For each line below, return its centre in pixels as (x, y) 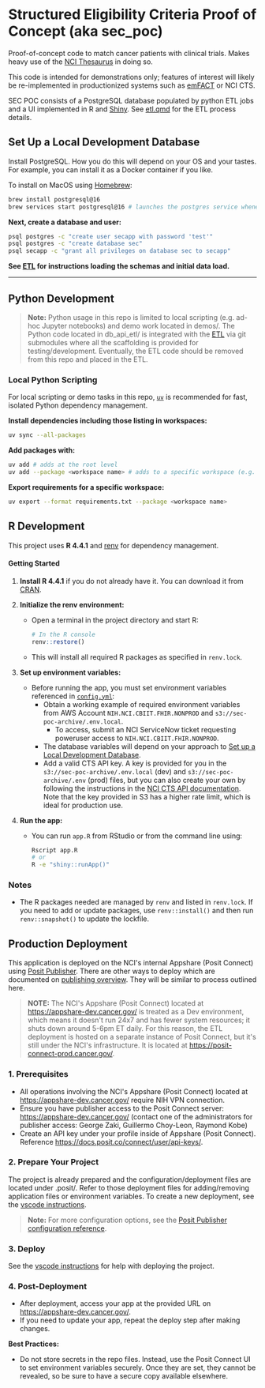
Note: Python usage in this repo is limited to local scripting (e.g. (131, 317)
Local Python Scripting (53, 379)
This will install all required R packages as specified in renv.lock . (137, 656)
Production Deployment (68, 944)
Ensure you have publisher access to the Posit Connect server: (122, 1108)
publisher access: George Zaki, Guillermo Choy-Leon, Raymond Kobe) (134, 1125)
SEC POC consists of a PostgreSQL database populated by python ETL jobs (131, 100)
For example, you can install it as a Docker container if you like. (111, 169)
